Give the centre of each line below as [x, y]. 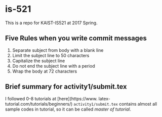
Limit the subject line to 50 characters [51, 55]
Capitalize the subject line [39, 61]
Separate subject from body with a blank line [58, 50]
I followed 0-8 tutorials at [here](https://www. [51, 98]
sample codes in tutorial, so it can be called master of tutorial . [68, 109]
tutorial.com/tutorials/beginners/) [39, 104]
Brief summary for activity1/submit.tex [66, 87]
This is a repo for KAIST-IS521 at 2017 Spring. [51, 23]
